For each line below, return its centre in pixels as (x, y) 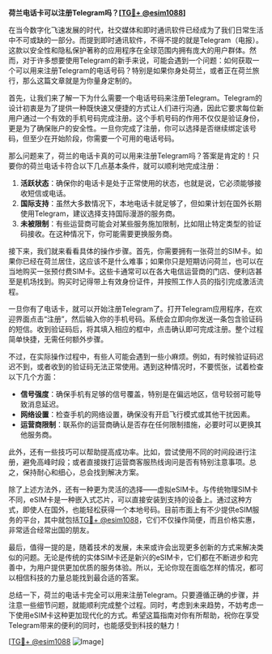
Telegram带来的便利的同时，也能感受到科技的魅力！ (95, 625)
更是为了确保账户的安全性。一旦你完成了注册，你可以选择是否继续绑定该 (129, 128)
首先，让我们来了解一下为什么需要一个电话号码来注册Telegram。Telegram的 (136, 98)
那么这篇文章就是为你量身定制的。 (79, 81)
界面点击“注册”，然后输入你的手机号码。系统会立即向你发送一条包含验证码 (139, 319)
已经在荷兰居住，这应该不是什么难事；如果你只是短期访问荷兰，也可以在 (143, 261)
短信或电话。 (49, 193)
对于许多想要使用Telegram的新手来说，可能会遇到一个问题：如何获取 (137, 60)
